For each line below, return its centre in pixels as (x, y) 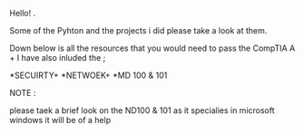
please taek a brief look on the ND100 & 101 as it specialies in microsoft (142, 110)
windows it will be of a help (60, 120)
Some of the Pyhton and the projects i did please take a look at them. (138, 30)
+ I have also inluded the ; (58, 57)
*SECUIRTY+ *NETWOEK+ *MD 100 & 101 (88, 75)
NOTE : (23, 93)
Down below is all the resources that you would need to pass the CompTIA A (152, 48)
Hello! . (23, 13)
